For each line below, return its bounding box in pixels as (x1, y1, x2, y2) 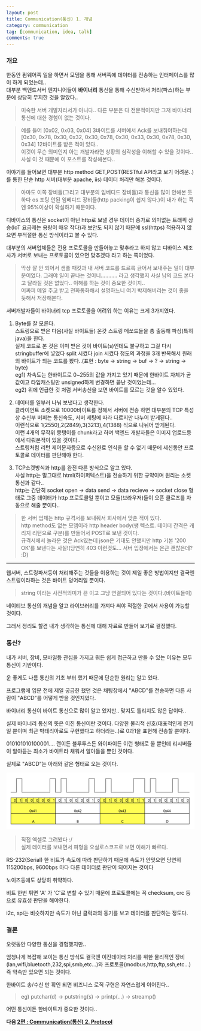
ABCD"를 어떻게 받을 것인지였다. (20, 694, 96, 701)
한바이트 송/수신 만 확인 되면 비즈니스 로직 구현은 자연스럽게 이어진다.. (6, 981, 169, 988)
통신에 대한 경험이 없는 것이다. (20, 114, 92, 121)
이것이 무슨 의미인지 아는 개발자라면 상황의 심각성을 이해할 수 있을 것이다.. (20, 148, 193, 155)
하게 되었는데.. (12, 79, 47, 86)
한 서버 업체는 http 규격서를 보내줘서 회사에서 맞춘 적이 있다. (20, 515, 162, 522)
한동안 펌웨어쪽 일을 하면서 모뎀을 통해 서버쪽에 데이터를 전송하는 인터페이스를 (6, 71, 188, 79)
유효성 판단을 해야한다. (17, 897, 71, 904)
